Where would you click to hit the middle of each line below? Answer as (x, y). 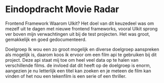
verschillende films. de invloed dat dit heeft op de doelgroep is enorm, (78, 65)
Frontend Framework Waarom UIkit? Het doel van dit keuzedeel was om (80, 23)
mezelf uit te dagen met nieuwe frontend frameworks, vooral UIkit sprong (81, 28)
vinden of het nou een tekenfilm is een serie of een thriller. (66, 76)
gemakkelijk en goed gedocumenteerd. (46, 39)
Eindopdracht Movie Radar (62, 9)
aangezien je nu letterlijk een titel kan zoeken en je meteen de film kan (78, 71)
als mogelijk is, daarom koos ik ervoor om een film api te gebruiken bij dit (81, 55)
